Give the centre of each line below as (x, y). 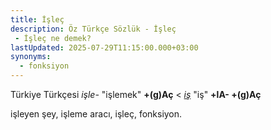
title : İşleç (37, 19)
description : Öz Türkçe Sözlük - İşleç (93, 29)
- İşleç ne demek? (53, 38)
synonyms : (31, 57)
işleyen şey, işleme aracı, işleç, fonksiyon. (96, 114)
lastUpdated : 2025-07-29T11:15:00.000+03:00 (104, 47)
